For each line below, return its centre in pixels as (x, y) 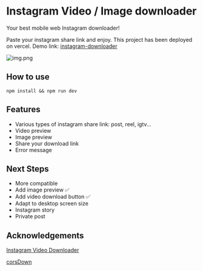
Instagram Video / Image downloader (101, 11)
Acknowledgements (45, 236)
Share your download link (47, 143)
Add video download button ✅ (53, 197)
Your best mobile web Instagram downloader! (63, 28)
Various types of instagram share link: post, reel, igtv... (83, 124)
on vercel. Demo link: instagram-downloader (62, 46)
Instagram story (35, 210)
